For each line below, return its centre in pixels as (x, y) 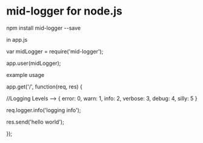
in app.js (17, 39)
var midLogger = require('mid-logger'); (55, 51)
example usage (25, 75)
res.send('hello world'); (35, 122)
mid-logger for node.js (65, 11)
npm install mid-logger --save (43, 28)
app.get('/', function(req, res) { (45, 87)
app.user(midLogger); (34, 63)
